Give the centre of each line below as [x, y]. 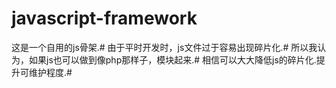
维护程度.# [50, 72]
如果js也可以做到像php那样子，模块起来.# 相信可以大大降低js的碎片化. [172, 59]
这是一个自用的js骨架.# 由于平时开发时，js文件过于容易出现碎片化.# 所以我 [164, 47]
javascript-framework [104, 18]
